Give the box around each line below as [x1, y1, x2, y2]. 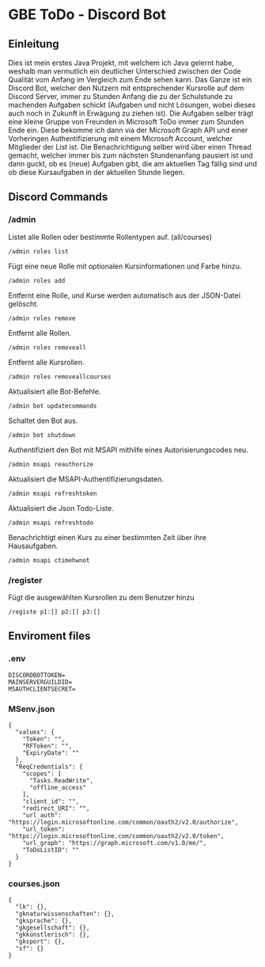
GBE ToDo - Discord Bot [8, 6, 166, 24]
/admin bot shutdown [8, 431, 77, 439]
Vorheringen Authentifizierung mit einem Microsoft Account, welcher [8, 134, 233, 143]
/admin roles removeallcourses [8, 372, 112, 381]
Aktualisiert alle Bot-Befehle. [8, 386, 101, 396]
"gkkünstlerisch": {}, [15, 931, 90, 939]
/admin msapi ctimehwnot [8, 556, 90, 564]
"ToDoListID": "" [22, 846, 80, 854]
